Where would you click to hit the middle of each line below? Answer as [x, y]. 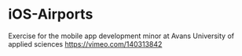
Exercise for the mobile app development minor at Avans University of [121, 36]
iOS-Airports [51, 14]
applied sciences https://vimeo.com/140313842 [85, 44]
